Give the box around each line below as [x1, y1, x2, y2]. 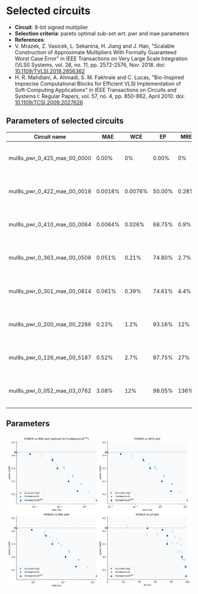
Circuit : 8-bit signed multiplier [14, 24, 88, 31]
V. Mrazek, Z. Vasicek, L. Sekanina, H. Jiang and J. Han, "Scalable [14, 42, 175, 50]
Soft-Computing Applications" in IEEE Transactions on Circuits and [14, 86, 177, 93]
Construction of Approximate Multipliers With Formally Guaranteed [14, 48, 177, 55]
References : [14, 36, 45, 43]
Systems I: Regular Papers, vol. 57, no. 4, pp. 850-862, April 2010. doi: [14, 93, 185, 100]
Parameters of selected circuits [6, 116, 124, 126]
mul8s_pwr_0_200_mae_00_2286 [8, 320, 91, 328]
